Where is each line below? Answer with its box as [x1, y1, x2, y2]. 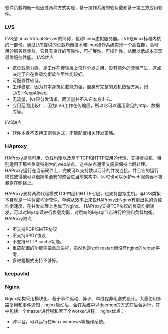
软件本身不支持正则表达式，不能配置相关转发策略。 [12, 130, 118, 136]
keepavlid [5, 270, 30, 277]
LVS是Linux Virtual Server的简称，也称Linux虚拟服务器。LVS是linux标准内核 [5, 36, 161, 42]
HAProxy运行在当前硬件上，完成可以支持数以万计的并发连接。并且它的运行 [5, 167, 159, 173]
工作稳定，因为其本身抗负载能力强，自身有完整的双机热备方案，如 [12, 84, 148, 90]
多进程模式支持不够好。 [12, 257, 61, 263]
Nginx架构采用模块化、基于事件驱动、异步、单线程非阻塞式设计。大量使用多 [5, 295, 162, 301]
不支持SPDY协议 [12, 232, 46, 238]
